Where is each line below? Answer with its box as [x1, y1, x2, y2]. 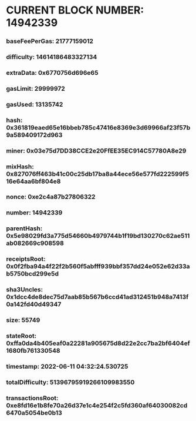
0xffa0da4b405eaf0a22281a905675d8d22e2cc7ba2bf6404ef [6, 339, 191, 347]
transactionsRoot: [6, 394, 59, 402]
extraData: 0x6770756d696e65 [6, 68, 99, 77]
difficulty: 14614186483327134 [6, 53, 97, 61]
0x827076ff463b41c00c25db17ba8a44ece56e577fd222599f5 [6, 170, 190, 178]
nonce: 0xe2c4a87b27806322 [6, 193, 96, 201]
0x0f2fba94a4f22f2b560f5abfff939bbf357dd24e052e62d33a [6, 263, 190, 271]
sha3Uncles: [6, 286, 43, 294]
